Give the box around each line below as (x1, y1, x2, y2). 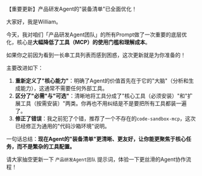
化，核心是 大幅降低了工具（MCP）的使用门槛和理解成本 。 (6, 39, 151, 45)
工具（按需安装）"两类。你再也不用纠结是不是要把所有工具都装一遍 (20, 100, 187, 107)
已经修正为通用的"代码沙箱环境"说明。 (14, 123, 110, 129)
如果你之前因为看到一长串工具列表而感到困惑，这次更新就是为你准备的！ (6, 51, 186, 59)
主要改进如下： (6, 64, 43, 71)
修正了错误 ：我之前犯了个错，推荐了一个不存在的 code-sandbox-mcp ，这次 (14, 115, 196, 122)
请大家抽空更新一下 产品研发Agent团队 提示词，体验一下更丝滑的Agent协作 (6, 156, 186, 163)
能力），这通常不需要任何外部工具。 (20, 85, 108, 92)
